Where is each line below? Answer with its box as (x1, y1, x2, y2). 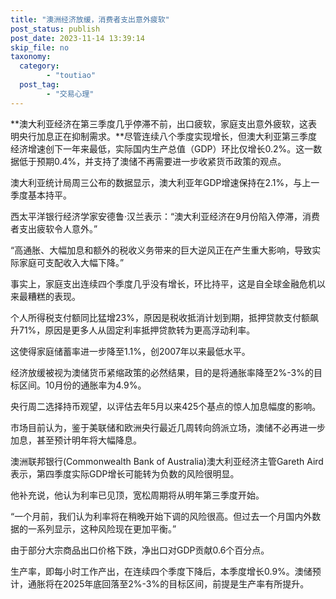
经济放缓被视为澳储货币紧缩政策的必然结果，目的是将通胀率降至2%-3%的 (10, 366, 314, 378)
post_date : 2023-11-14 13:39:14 (10, 33, 145, 43)
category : (19, 61, 60, 71)
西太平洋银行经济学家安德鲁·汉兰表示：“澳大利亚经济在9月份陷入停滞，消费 (10, 210, 320, 222)
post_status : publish (10, 24, 101, 34)
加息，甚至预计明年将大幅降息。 (10, 434, 142, 446)
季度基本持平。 (10, 189, 72, 201)
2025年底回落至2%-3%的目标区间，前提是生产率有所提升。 (62, 577, 310, 590)
